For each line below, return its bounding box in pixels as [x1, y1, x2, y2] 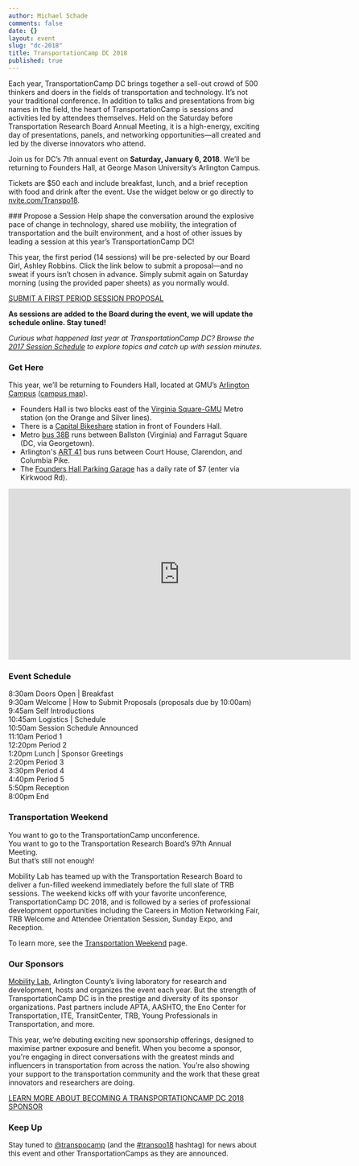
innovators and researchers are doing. [8, 1077, 135, 1087]
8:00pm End [8, 792, 50, 801]
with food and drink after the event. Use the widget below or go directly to [8, 187, 254, 196]
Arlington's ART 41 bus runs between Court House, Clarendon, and [19, 447, 243, 457]
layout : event [8, 34, 56, 43]
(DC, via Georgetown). [19, 439, 95, 448]
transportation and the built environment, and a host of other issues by [8, 228, 243, 237]
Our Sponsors [8, 958, 64, 970]
